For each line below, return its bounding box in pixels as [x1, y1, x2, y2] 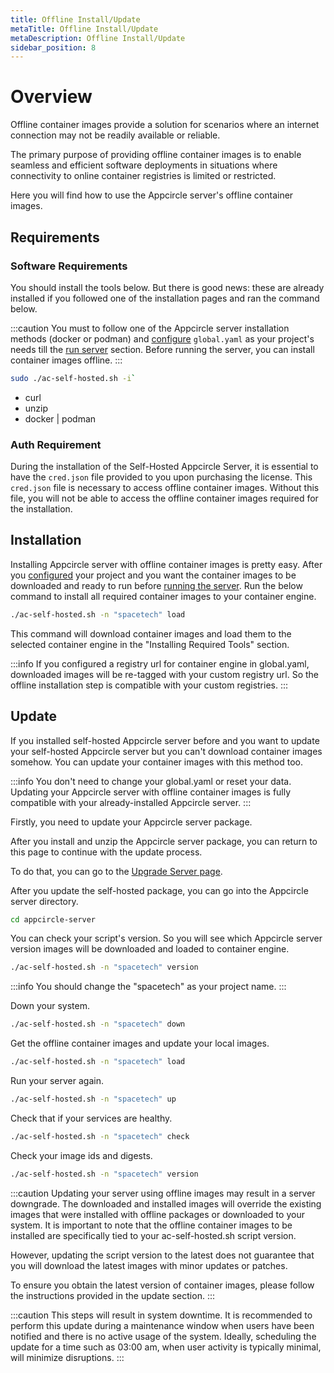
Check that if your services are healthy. [10, 1112, 173, 1124]
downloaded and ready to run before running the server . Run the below [10, 579, 303, 591]
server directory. [10, 895, 79, 907]
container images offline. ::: [10, 354, 123, 366]
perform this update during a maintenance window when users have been [10, 1319, 315, 1331]
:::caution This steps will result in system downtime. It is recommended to [10, 1309, 313, 1321]
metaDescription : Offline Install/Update [10, 33, 186, 43]
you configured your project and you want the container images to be [10, 569, 297, 581]
